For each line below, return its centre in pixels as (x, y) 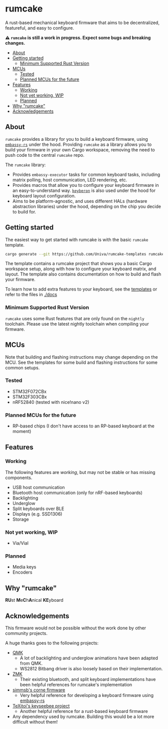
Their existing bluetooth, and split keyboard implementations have (88, 679)
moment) (22, 431)
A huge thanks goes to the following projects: (52, 643)
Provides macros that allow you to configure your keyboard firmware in (85, 185)
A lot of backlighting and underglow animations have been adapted (89, 658)
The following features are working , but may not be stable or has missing (80, 472)
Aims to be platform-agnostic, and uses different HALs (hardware (80, 201)
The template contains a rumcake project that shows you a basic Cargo (79, 264)
